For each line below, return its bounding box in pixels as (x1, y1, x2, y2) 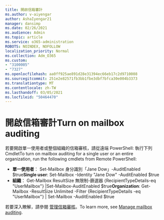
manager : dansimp (5, 21, 41, 26)
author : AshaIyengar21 (5, 16, 52, 21)
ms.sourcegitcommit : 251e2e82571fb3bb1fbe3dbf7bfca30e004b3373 (5, 76, 138, 81)
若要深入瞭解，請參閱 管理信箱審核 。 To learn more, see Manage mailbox (5, 204, 153, 210)
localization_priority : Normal (5, 48, 69, 53)
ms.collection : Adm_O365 (5, 53, 56, 58)
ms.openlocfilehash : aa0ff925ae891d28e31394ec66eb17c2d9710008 (5, 72, 138, 77)
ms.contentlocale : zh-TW (5, 85, 56, 90)
